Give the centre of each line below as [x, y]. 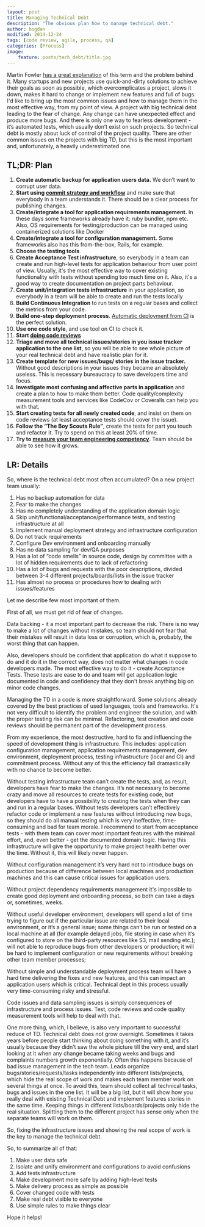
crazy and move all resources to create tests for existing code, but [90, 794]
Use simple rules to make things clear [63, 1206]
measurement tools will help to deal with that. [64, 1016]
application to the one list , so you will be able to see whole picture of [103, 348]
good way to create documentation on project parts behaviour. [94, 284]
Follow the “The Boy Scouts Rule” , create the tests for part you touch [104, 426]
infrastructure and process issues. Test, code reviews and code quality [96, 1009]
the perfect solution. [41, 322]
